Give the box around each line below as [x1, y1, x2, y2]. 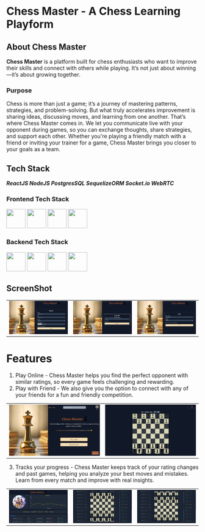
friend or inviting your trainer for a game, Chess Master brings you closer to [6, 139, 196, 146]
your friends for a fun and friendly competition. [15, 391, 134, 399]
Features [6, 351, 52, 365]
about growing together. [20, 71, 81, 78]
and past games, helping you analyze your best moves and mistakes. [15, 470, 189, 478]
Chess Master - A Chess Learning [6, 4, 181, 18]
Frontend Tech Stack [6, 195, 70, 203]
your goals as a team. [6, 146, 61, 153]
